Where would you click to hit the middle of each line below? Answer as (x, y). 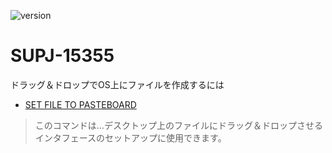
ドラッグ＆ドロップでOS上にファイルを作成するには (117, 84)
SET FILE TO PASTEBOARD (80, 104)
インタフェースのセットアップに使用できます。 (130, 137)
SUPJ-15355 (62, 56)
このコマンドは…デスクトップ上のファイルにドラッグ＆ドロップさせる (178, 125)
